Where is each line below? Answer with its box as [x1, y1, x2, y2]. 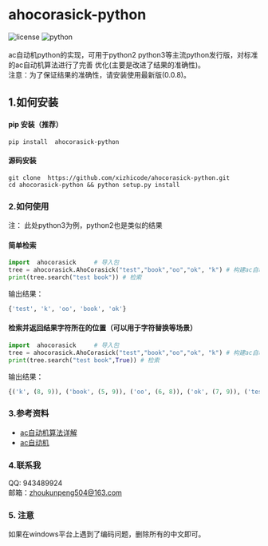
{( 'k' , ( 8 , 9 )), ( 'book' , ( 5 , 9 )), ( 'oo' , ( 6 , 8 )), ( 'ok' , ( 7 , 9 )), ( [8, 388, 248, 396]
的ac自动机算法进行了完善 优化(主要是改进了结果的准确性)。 [8, 60, 206, 70]
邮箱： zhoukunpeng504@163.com [8, 488, 122, 497]
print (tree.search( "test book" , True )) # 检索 [8, 356, 160, 365]
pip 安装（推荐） [8, 119, 63, 129]
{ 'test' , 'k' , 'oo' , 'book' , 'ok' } [8, 305, 127, 313]
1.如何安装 [8, 96, 59, 110]
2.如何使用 [8, 201, 49, 212]
